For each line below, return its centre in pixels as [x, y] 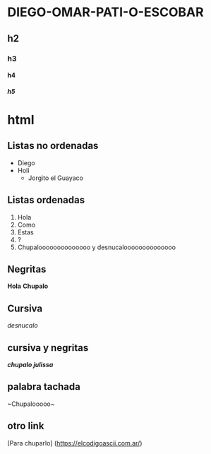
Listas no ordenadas [53, 146]
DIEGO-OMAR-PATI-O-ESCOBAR [105, 12]
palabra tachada [44, 387]
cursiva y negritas [48, 348]
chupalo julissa [30, 364]
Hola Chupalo [28, 286]
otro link [26, 426]
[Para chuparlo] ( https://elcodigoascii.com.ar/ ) [75, 443]
